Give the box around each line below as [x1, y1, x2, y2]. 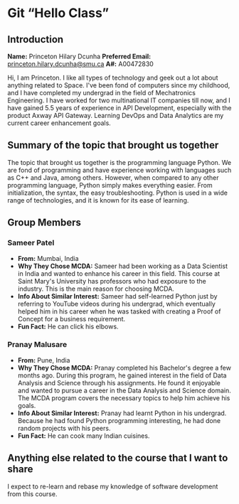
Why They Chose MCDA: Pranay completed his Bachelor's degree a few [17, 363, 231, 372]
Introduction [7, 33, 64, 45]
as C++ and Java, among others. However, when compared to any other [7, 173, 219, 182]
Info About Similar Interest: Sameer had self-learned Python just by [17, 291, 218, 300]
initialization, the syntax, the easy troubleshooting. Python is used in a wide [7, 188, 228, 197]
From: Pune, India [17, 355, 70, 364]
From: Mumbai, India [17, 254, 80, 262]
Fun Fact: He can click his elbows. [17, 322, 119, 331]
